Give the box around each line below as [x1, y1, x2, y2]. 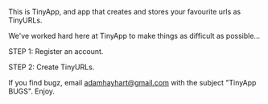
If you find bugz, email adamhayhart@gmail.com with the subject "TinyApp [8, 78, 257, 87]
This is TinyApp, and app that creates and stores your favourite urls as [8, 7, 241, 16]
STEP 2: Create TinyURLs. [8, 62, 95, 72]
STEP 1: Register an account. [8, 47, 104, 56]
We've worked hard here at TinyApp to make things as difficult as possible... [8, 31, 260, 40]
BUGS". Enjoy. [8, 86, 55, 96]
